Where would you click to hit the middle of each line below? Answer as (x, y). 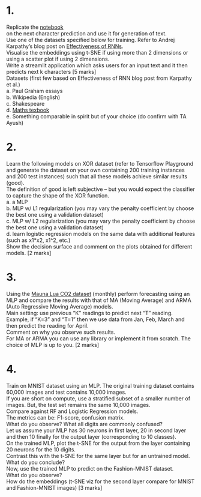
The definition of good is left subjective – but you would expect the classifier (100, 189)
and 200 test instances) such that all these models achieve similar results (97, 176)
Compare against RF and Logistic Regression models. (72, 411)
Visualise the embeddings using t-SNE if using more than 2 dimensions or (97, 52)
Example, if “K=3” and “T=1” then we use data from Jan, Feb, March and (95, 319)
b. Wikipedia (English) (33, 97)
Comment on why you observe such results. (61, 332)
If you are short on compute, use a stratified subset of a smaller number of (98, 398)
